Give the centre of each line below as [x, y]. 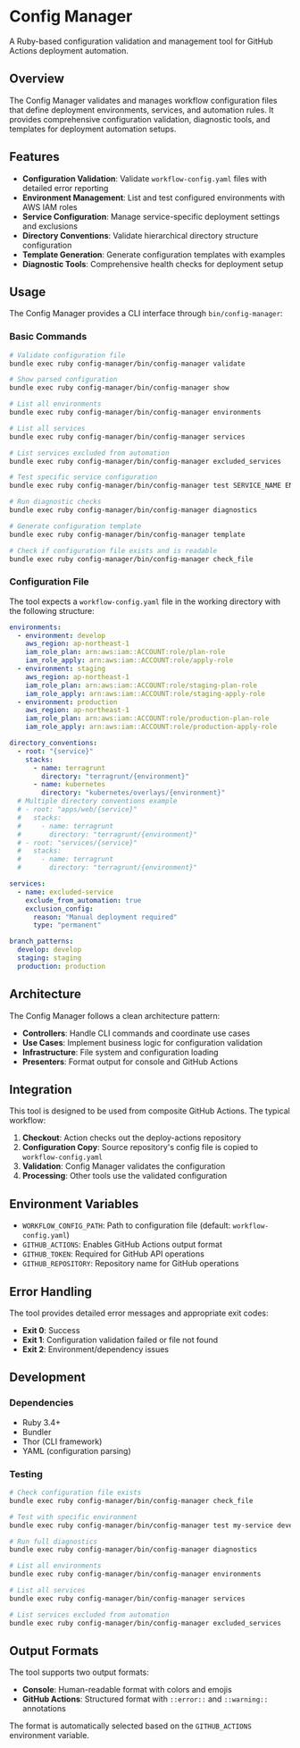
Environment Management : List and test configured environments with [154, 197]
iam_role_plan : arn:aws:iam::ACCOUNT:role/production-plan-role [147, 719]
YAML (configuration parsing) [76, 1450]
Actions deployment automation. [69, 50]
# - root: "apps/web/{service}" [78, 810]
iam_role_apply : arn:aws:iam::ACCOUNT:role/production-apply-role [151, 727]
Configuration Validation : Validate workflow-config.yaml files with [145, 178]
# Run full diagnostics [54, 1542]
